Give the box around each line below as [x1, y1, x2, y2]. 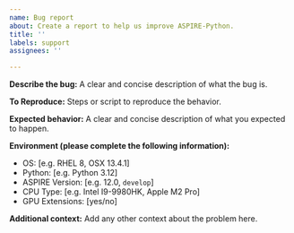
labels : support [9, 38, 70, 47]
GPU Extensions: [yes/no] [22, 196, 118, 207]
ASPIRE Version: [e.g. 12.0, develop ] [22, 177, 154, 188]
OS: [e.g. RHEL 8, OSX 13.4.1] [22, 158, 130, 168]
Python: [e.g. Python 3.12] [22, 168, 118, 178]
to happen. [9, 123, 49, 134]
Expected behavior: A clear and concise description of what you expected [9, 114, 286, 125]
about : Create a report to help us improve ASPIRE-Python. [9, 22, 235, 30]
